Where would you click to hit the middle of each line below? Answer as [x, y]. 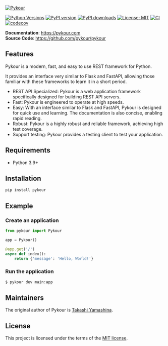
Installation [23, 179]
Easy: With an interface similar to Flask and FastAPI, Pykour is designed [87, 107]
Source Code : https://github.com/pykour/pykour [55, 38]
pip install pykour [26, 190]
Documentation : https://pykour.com [43, 33]
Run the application [30, 272]
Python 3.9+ [25, 163]
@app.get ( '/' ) [20, 249]
